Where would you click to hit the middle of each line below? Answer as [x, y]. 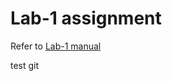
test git [25, 65]
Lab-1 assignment [86, 18]
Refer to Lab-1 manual [56, 46]
